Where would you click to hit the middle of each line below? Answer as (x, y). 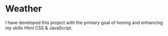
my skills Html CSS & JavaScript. (39, 27)
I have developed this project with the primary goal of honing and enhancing (84, 22)
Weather (24, 9)
